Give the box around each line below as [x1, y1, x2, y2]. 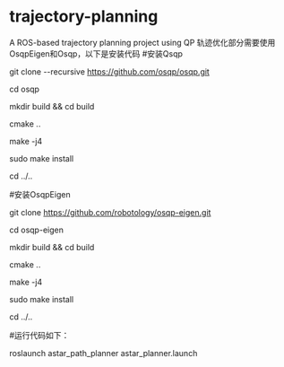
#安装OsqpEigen [9, 188, 71, 199]
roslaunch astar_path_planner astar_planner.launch [9, 347, 198, 358]
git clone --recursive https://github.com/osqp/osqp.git [9, 66, 211, 77]
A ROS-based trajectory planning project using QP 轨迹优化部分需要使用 [9, 37, 276, 48]
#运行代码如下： [9, 329, 70, 340]
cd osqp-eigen [9, 224, 65, 235]
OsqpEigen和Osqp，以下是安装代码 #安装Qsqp [9, 48, 184, 59]
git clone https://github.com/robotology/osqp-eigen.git [9, 206, 211, 217]
